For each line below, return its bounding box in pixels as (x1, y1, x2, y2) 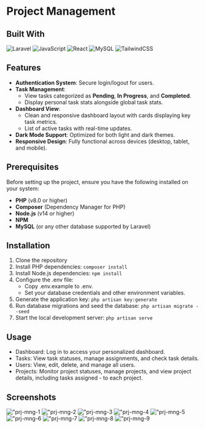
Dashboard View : (15, 105, 61, 112)
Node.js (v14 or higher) (15, 210, 75, 217)
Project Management (6, 4, 115, 18)
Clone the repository (15, 256, 68, 264)
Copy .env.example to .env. (24, 283, 93, 290)
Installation (6, 240, 50, 251)
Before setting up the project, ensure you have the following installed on (6, 178, 188, 185)
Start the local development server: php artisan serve (15, 314, 153, 321)
